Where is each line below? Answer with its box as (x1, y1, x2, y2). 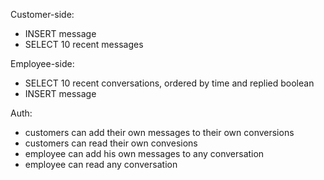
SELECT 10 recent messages (24, 39, 144, 50)
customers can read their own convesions (24, 137, 198, 149)
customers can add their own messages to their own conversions (24, 127, 295, 138)
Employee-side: (10, 58, 75, 69)
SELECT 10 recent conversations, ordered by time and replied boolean (24, 77, 315, 89)
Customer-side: (10, 9, 75, 20)
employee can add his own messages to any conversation (24, 148, 265, 159)
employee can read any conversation (24, 159, 178, 170)
